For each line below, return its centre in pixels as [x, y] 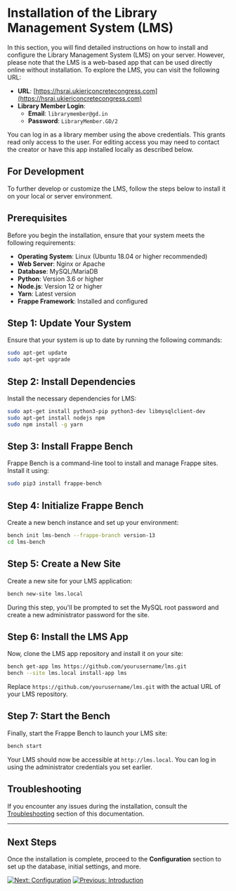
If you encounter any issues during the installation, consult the [97, 806]
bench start [25, 746]
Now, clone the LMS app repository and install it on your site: [96, 654]
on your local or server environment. [60, 196]
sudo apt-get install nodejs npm [56, 418]
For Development [46, 171]
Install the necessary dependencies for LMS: [72, 398]
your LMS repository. [38, 694]
